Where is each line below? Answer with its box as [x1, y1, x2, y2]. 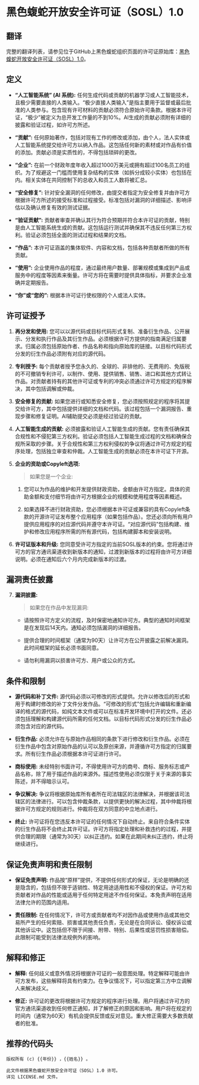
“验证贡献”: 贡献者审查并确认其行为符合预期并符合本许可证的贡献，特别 [14, 216, 190, 223]
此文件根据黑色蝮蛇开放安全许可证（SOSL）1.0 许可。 [6, 1067, 121, 1074]
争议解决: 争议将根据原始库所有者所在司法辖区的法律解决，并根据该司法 [14, 790, 190, 798]
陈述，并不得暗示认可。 [14, 778, 72, 785]
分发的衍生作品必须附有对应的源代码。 [14, 350, 109, 357]
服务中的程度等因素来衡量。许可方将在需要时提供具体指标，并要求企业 [14, 272, 187, 279]
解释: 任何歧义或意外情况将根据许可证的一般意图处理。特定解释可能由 [14, 969, 185, 977]
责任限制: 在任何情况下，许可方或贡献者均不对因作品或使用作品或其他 [14, 912, 185, 919]
